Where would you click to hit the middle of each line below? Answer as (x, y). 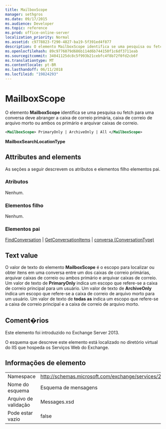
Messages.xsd (57, 402)
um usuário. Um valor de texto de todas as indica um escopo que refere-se (82, 299)
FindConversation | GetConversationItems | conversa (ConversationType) (80, 240)
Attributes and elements (43, 157)
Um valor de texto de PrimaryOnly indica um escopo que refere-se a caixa (82, 283)
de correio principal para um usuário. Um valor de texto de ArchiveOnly (79, 288)
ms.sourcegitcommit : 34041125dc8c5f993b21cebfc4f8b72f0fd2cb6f (72, 56)
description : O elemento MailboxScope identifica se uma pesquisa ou (78, 47)
